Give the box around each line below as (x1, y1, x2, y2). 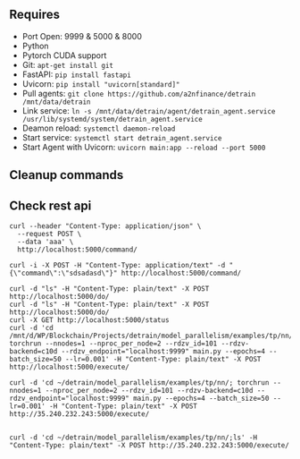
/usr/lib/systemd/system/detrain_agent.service (21, 115, 203, 123)
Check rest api (9, 198, 92, 213)
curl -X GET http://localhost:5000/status (9, 316, 170, 325)
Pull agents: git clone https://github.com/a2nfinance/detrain (21, 88, 256, 98)
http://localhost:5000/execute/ (9, 362, 129, 372)
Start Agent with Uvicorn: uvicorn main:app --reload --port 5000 (21, 141, 266, 152)
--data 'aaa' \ (17, 237, 74, 247)
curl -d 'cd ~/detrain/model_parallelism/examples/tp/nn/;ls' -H (9, 433, 257, 442)
